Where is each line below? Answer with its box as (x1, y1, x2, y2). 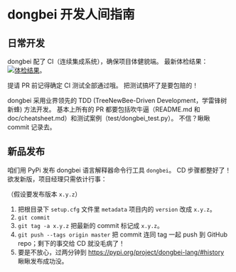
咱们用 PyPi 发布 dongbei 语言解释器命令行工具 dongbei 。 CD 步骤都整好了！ (7, 165, 232, 174)
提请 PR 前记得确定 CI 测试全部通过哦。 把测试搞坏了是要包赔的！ (7, 81, 199, 89)
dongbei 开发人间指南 (7, 6, 135, 23)
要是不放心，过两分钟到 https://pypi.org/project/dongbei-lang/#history (17, 248, 225, 256)
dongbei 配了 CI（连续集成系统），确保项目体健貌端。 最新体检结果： (7, 58, 208, 65)
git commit (17, 214, 50, 221)
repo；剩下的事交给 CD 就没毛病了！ (17, 239, 126, 247)
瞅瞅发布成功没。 (17, 256, 68, 265)
